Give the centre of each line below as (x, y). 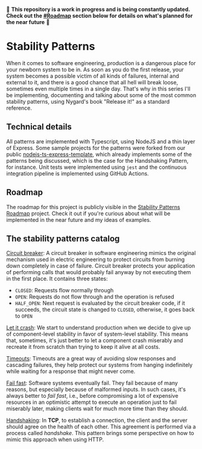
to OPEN (24, 316)
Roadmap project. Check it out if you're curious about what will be (88, 213)
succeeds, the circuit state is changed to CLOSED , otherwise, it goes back (105, 310)
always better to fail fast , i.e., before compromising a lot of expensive (93, 396)
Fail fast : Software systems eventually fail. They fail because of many (92, 383)
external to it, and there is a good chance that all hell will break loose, (92, 82)
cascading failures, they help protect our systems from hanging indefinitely (99, 365)
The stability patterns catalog (63, 238)
